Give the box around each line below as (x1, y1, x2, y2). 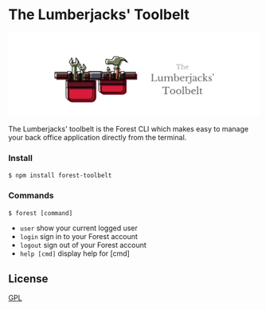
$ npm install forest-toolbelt (8, 171, 112, 180)
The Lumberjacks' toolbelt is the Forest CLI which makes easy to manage (8, 124, 249, 133)
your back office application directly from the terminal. (8, 132, 187, 142)
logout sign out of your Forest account (19, 241, 147, 250)
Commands (8, 190, 54, 201)
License (8, 272, 49, 285)
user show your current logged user (19, 223, 138, 233)
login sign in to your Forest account (19, 232, 138, 241)
